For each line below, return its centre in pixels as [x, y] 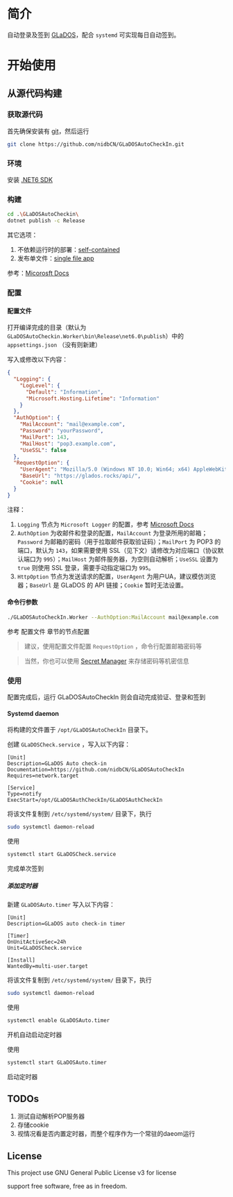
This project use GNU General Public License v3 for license [92, 1173]
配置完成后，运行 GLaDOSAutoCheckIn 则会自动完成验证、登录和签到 [106, 697]
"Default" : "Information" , [64, 392]
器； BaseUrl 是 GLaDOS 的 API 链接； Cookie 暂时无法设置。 [102, 585]
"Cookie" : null [42, 483]
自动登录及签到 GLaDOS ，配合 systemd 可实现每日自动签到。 [94, 35]
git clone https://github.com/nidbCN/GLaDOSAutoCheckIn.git [96, 144]
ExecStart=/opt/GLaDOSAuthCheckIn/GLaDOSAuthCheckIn [85, 800]
